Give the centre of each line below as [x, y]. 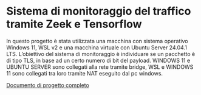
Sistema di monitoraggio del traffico [99, 11]
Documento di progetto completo [48, 85]
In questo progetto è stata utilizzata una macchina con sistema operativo [97, 41]
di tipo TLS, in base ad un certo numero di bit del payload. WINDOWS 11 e [98, 60]
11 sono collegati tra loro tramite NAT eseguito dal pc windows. [84, 73]
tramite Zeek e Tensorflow [74, 24]
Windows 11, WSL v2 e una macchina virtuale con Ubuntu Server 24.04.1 [97, 47]
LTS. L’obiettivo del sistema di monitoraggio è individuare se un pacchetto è [101, 54]
